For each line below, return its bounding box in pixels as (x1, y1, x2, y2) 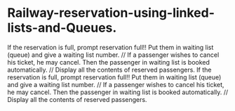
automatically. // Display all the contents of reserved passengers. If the (7, 65, 212, 74)
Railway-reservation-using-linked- (7, 5, 215, 21)
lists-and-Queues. (7, 20, 117, 36)
